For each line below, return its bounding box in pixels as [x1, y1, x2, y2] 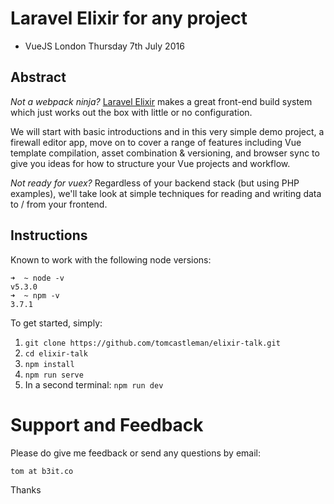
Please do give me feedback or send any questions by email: [10, 447, 262, 459]
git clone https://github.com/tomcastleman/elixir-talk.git [24, 338, 281, 348]
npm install [24, 359, 75, 369]
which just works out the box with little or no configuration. [10, 106, 253, 118]
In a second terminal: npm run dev [24, 378, 164, 391]
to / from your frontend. [10, 198, 108, 210]
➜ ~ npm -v [10, 290, 60, 301]
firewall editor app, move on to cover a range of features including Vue [10, 136, 302, 148]
